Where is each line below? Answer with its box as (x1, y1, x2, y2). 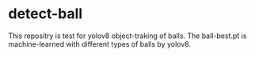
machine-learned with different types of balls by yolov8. (8, 39, 192, 48)
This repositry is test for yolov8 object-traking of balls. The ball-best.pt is (8, 31, 247, 40)
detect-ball (8, 5, 83, 23)
